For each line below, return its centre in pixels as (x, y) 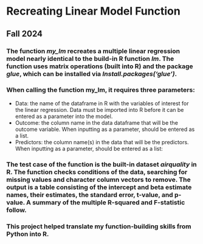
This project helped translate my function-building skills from (99, 226)
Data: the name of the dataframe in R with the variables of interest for (102, 103)
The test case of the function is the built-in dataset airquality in (102, 164)
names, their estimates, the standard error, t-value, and (90, 195)
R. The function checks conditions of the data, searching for (97, 172)
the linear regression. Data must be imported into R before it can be (99, 110)
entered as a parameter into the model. (64, 116)
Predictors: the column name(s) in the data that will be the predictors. (102, 142)
